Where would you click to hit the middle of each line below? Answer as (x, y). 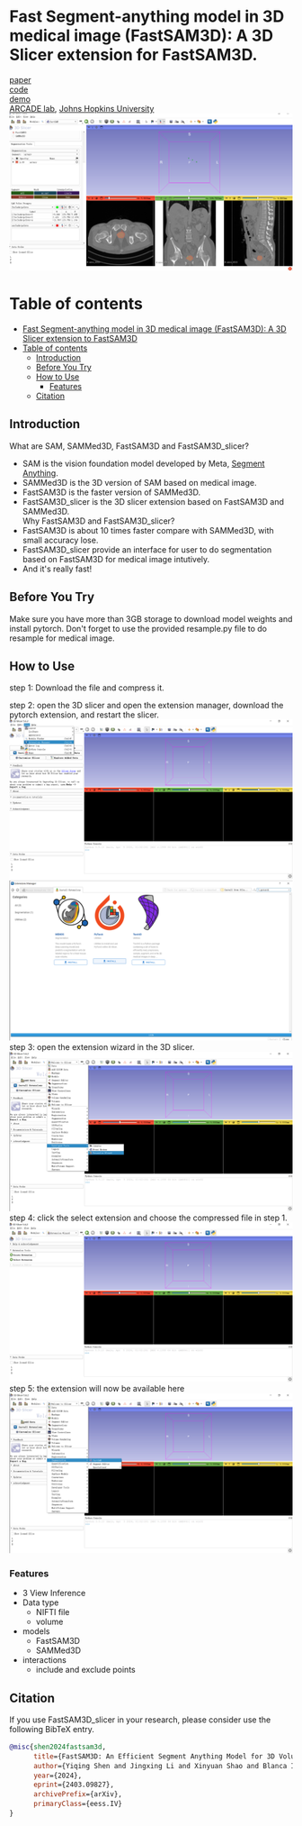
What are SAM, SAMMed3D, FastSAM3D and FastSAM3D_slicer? (129, 446)
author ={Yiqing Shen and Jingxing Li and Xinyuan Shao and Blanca (160, 1766)
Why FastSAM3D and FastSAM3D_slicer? (98, 521)
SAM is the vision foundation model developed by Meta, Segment (143, 463)
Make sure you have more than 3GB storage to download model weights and (151, 618)
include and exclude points (86, 1670)
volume (49, 1622)
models (36, 1631)
